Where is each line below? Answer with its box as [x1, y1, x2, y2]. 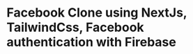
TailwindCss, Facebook [6, 19, 144, 35]
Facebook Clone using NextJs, [6, 5, 187, 21]
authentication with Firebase [6, 35, 177, 50]
